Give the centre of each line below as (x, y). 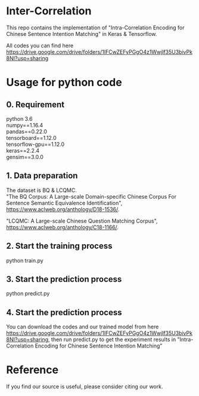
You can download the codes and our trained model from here (83, 327)
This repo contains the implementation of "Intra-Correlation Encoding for (95, 28)
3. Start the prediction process (64, 279)
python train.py (25, 260)
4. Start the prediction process (64, 312)
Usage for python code (64, 83)
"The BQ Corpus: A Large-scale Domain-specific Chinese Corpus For (91, 196)
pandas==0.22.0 (27, 131)
